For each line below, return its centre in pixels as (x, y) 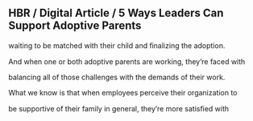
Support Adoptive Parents (75, 26)
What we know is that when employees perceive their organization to (123, 92)
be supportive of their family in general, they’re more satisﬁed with (119, 108)
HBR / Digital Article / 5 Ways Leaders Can (116, 13)
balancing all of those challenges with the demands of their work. (117, 77)
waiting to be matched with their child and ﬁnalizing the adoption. (117, 45)
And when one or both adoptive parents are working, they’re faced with (127, 61)
